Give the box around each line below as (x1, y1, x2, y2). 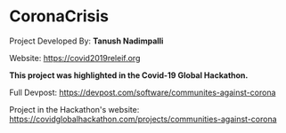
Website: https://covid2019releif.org (9, 52, 141, 63)
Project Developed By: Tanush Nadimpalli (9, 35, 164, 46)
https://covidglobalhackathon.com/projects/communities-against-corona (9, 113, 278, 124)
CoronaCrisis (9, 6, 110, 27)
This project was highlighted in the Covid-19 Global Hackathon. (9, 69, 249, 81)
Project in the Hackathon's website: (9, 104, 140, 114)
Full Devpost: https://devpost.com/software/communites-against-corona (9, 87, 276, 98)
